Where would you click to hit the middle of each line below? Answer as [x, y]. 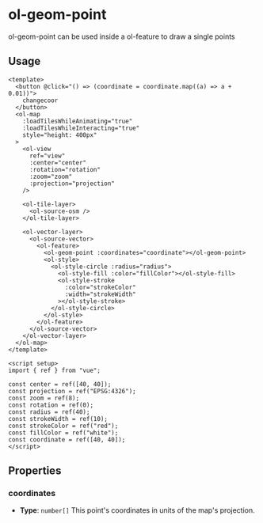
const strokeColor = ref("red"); [63, 426]
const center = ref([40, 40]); [60, 384]
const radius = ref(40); [49, 412]
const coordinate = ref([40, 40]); [67, 440]
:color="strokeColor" [100, 287]
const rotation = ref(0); [51, 405]
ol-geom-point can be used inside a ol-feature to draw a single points [122, 36]
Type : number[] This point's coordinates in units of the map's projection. [137, 510]
